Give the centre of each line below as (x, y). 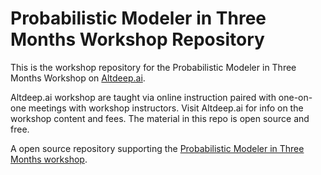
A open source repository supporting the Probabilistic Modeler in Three (157, 148)
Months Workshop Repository (137, 39)
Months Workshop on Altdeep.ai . (78, 78)
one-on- (295, 97)
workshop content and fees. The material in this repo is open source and (160, 118)
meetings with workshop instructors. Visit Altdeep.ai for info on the (166, 108)
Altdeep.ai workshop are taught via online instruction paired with (143, 97)
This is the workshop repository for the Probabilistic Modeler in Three (153, 67)
